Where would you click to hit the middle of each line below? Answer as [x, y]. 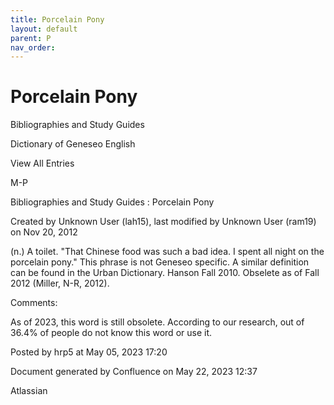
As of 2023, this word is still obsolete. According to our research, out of [157, 322]
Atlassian [29, 391]
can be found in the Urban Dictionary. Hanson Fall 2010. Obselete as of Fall [165, 273]
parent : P [31, 38]
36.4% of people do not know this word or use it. [111, 333]
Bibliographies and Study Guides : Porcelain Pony [112, 202]
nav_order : [33, 47]
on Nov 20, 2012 [44, 232]
